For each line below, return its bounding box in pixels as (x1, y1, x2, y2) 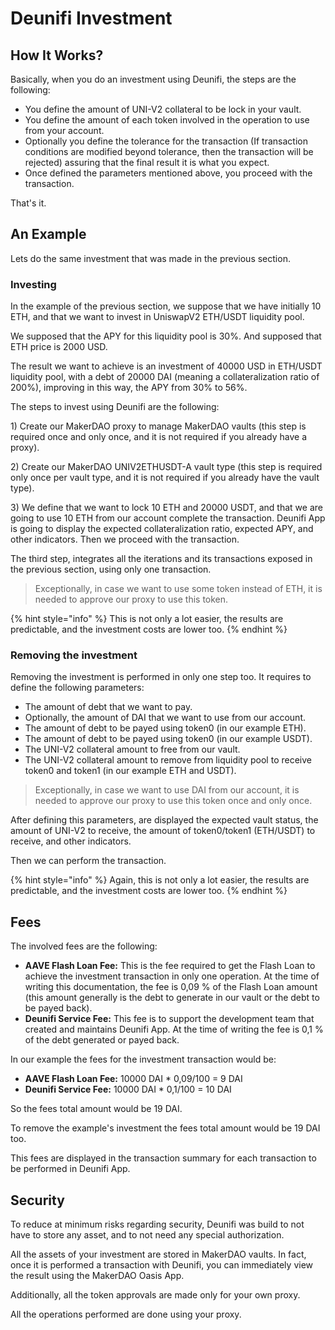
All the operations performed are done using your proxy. (10, 1308, 242, 1321)
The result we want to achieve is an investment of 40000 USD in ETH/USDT (10, 360, 323, 372)
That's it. (10, 197, 47, 209)
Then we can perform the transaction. (10, 855, 167, 867)
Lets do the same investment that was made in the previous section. (10, 252, 291, 264)
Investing (10, 277, 57, 291)
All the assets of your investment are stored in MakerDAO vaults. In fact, (10, 1248, 307, 1261)
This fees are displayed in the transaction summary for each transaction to (10, 1152, 317, 1164)
